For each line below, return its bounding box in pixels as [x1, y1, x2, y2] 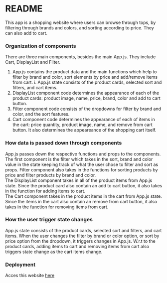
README [5, 3, 43, 14]
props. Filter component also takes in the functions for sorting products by [5, 166, 158, 172]
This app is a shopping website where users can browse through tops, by [5, 19, 156, 25]
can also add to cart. [5, 30, 47, 36]
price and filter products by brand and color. [5, 172, 96, 178]
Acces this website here [5, 273, 55, 279]
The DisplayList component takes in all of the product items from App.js [5, 177, 153, 183]
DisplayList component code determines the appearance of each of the [12, 90, 160, 96]
